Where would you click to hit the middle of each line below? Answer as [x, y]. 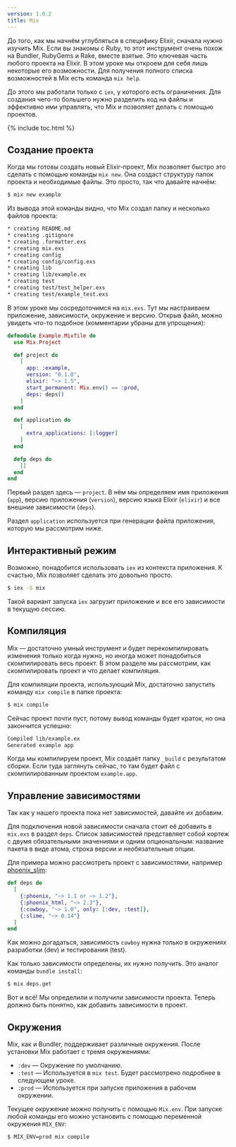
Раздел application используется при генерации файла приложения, [111, 521]
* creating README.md [39, 229]
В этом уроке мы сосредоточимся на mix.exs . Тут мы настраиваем [108, 308]
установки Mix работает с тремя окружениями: [79, 1051]
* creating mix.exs [36, 248]
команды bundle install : [45, 971]
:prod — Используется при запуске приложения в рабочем [107, 1088]
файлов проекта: [32, 216]
